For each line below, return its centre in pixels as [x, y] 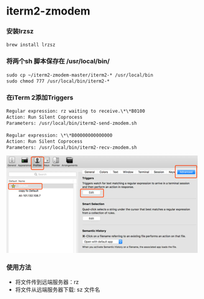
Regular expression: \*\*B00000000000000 [59, 136]
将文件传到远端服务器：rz [47, 282]
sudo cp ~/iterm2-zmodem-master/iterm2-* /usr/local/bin [80, 75]
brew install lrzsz [31, 45]
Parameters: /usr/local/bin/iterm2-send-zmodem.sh [72, 123]
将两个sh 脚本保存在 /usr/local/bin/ [58, 61]
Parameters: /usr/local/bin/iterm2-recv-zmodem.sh [72, 148]
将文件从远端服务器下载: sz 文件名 [57, 289]
